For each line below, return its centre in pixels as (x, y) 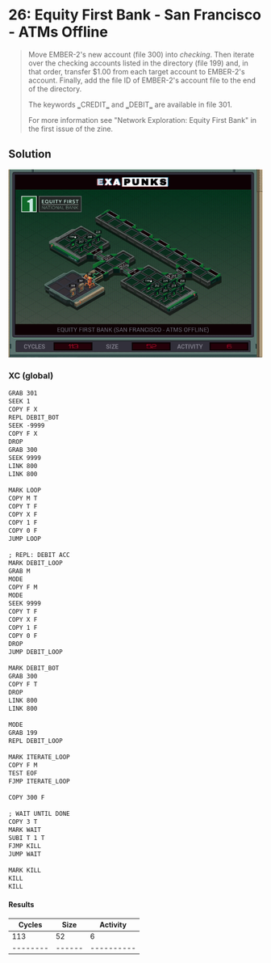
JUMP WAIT (25, 855)
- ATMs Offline (58, 32)
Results (21, 905)
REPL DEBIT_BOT (34, 418)
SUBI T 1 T (27, 838)
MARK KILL (25, 871)
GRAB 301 (23, 394)
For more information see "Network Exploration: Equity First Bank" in (142, 120)
